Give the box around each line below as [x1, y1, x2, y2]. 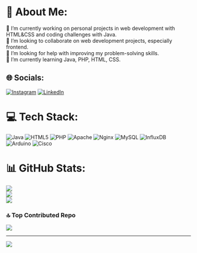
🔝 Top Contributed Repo [6, 211, 76, 219]
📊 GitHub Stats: [6, 161, 86, 175]
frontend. [6, 43, 29, 50]
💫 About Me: [6, 5, 68, 19]
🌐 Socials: [6, 73, 45, 83]
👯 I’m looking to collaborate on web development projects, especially [6, 37, 172, 44]
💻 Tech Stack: [6, 110, 79, 123]
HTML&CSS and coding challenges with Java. [6, 31, 117, 38]
